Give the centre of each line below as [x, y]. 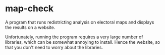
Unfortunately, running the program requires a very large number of [74, 37]
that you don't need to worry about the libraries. [54, 47]
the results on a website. [30, 27]
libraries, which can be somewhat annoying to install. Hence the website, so [82, 42]
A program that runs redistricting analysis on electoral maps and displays [80, 22]
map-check [29, 9]
